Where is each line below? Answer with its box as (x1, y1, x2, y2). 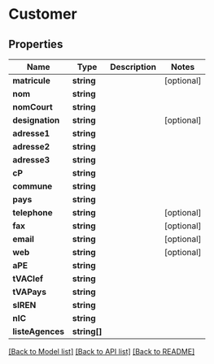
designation (12, 115, 60, 126)
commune (12, 180, 53, 192)
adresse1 (12, 128, 50, 139)
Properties (8, 37, 63, 51)
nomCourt (12, 102, 53, 112)
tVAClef (12, 273, 43, 284)
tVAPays (12, 286, 47, 297)
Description (109, 62, 157, 72)
